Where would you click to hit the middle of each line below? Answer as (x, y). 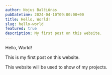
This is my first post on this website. (42, 57)
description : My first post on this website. (53, 33)
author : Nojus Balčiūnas (31, 10)
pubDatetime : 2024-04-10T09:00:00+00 (45, 15)
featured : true (21, 29)
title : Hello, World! (28, 19)
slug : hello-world (24, 24)
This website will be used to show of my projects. (56, 67)
